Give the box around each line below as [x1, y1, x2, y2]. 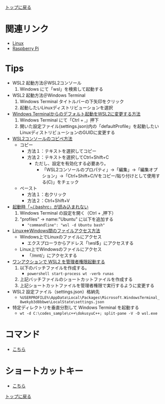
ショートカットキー [5, 366, 84, 377]
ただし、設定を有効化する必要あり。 [34, 160, 109, 166]
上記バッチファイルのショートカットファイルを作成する [19, 276, 133, 282]
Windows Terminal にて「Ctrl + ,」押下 [19, 117, 99, 123]
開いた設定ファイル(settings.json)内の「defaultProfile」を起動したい [19, 123, 160, 129]
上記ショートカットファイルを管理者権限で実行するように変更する [19, 282, 155, 289]
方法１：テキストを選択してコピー [27, 148, 97, 154]
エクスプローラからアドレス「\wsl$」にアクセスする [27, 240, 134, 246]
